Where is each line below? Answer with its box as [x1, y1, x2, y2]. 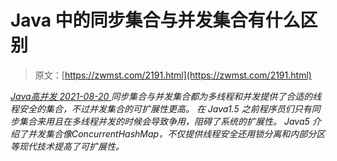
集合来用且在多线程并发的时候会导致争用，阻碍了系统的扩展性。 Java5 [18, 115, 310, 127]
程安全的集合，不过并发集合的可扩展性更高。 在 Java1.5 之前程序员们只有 [10, 102, 312, 115]
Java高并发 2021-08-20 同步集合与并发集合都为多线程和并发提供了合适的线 [10, 90, 322, 102]
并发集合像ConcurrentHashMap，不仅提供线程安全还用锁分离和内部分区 [27, 127, 326, 140]
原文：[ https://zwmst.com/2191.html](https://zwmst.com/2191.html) [34, 69, 312, 81]
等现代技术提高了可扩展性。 [10, 140, 125, 152]
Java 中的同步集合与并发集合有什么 [10, 9, 301, 32]
